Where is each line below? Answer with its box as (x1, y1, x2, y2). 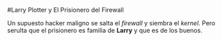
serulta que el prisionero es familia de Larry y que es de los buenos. (7, 27, 203, 34)
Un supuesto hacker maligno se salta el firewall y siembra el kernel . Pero (7, 19, 216, 27)
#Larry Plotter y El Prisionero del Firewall (7, 6, 124, 14)
